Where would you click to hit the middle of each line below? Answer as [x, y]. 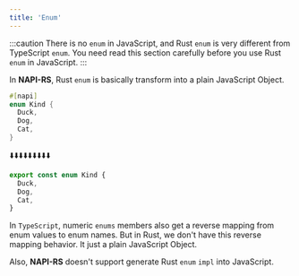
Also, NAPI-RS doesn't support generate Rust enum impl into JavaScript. [142, 262]
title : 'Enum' [36, 17]
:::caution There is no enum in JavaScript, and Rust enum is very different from [150, 43]
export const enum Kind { [57, 175]
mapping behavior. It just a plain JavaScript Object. [103, 245]
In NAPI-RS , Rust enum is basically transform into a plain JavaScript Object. [147, 79]
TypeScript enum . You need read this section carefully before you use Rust [145, 52]
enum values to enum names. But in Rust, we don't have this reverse [136, 235]
